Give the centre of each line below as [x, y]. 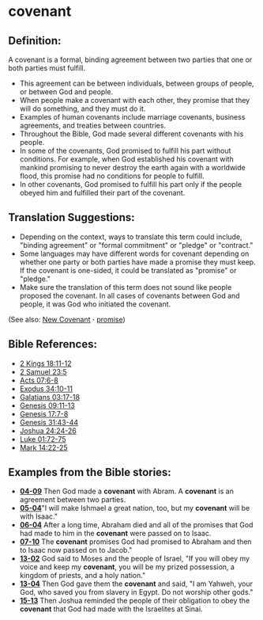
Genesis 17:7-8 [44, 413]
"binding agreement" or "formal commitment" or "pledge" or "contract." [136, 245]
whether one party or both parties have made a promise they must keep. [137, 262]
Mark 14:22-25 [44, 447]
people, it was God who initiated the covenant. [95, 304]
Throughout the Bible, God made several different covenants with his [131, 134]
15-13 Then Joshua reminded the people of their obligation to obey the [135, 601]
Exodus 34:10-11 [46, 388]
